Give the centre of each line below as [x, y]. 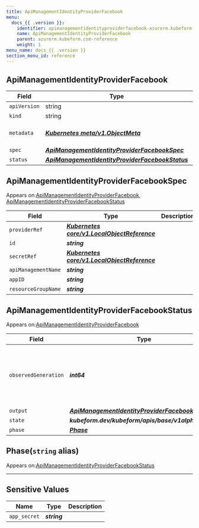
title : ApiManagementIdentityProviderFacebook [65, 12]
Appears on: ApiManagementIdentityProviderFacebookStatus [81, 465]
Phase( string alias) [42, 451]
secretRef [23, 257]
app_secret [24, 516]
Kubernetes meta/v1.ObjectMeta [93, 133]
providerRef [26, 230]
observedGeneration [36, 375]
